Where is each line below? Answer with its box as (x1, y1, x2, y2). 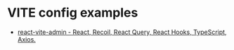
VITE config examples (7, 5, 138, 21)
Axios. (17, 35, 37, 43)
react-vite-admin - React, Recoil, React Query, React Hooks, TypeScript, (17, 28, 227, 36)
